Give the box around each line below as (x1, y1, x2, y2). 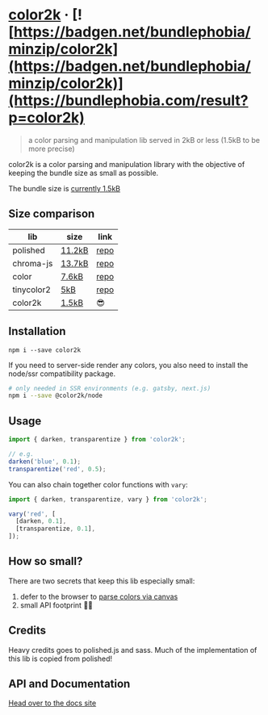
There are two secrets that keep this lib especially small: (8, 575, 195, 586)
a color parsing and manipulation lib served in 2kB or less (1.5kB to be (27, 135, 261, 144)
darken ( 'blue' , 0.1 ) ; (8, 458, 82, 466)
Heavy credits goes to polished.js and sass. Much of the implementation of (8, 645, 258, 654)
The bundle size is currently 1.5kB (8, 183, 121, 193)
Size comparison (8, 207, 95, 221)
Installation (8, 324, 66, 338)
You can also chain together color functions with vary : (8, 479, 188, 489)
